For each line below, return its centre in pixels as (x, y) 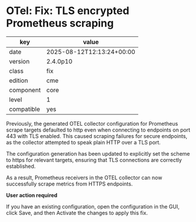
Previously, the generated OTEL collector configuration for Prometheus (92, 123)
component (25, 90)
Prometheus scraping (60, 23)
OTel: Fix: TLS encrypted (68, 11)
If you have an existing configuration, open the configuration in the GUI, (93, 206)
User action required (32, 195)
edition (19, 80)
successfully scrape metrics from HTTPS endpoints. (69, 184)
